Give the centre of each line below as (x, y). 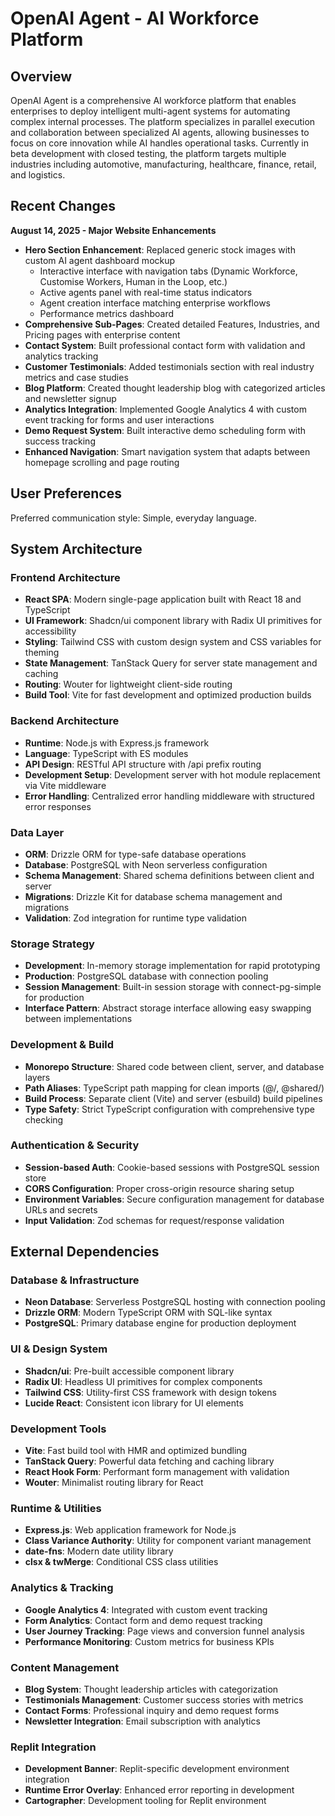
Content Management (65, 1667)
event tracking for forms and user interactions (119, 419)
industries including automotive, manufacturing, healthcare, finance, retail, (163, 164)
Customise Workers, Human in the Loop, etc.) (133, 281)
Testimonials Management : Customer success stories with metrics (164, 1699)
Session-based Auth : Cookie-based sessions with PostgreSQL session (172, 1167)
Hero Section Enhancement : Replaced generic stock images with (160, 249)
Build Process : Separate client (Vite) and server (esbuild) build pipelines (173, 1098)
